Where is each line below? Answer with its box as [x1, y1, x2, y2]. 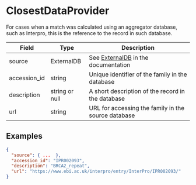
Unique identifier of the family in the [89, 70, 187, 78]
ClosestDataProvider [6, 4, 110, 18]
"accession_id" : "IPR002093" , [11, 157, 85, 163]
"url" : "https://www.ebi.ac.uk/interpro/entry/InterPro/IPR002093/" [11, 169, 181, 174]
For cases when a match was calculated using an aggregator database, [6, 23, 178, 30]
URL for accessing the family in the [89, 104, 185, 112]
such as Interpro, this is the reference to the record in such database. [6, 29, 173, 36]
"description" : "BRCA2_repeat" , [11, 163, 90, 169]
